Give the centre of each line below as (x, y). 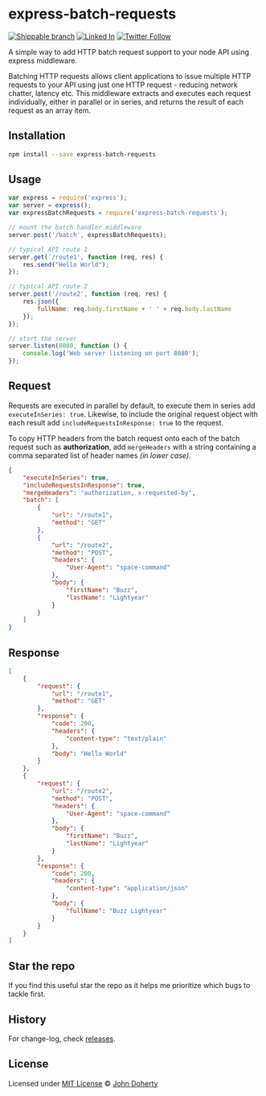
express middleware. (43, 60)
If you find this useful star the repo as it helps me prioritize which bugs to (129, 986)
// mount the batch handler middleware (75, 228)
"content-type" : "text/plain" (116, 738)
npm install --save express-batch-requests (82, 154)
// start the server (43, 338)
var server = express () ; (50, 205)
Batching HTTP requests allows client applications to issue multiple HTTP (130, 76)
